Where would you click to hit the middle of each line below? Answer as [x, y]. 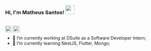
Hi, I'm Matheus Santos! [35, 12]
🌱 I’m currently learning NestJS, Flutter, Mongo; [61, 43]
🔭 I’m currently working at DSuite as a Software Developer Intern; [79, 38]
